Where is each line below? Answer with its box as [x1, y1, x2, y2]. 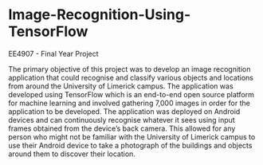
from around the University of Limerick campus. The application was [8, 81, 234, 91]
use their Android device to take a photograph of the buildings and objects [8, 140, 253, 150]
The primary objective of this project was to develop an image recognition [8, 64, 251, 73]
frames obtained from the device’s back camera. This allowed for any [8, 124, 236, 133]
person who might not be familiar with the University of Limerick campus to [8, 132, 256, 141]
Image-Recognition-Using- [8, 6, 191, 24]
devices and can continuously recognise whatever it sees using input [8, 115, 235, 124]
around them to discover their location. [8, 149, 135, 159]
